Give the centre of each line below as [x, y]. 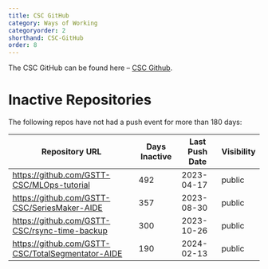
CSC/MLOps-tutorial [51, 185]
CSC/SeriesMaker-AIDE [57, 208]
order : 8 [23, 45]
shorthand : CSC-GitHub [46, 38]
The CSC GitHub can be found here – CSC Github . [91, 68]
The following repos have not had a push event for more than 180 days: [125, 122]
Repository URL [71, 152]
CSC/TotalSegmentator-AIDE [67, 254]
